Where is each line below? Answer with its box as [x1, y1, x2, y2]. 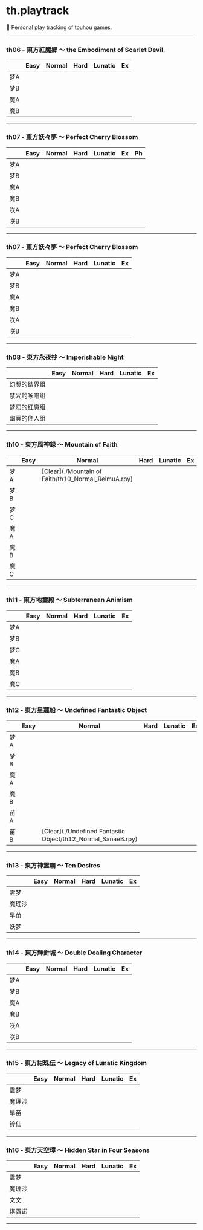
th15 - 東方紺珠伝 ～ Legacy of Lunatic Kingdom [6, 1058, 147, 1067]
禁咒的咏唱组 [9, 392, 47, 400]
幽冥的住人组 [9, 415, 47, 423]
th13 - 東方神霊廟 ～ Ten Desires [6, 861, 101, 869]
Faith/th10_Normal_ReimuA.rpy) [41, 475, 133, 484]
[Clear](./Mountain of [41, 467, 102, 476]
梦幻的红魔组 [9, 403, 47, 412]
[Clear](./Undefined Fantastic [41, 827, 126, 836]
